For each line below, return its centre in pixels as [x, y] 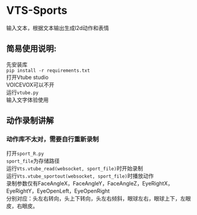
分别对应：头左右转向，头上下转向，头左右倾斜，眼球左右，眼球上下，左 [96, 199]
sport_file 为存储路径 [33, 161]
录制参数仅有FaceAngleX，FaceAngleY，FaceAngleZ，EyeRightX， [90, 184]
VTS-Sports [37, 11]
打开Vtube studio [27, 77]
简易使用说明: [32, 49]
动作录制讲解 [30, 121]
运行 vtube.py [23, 92]
